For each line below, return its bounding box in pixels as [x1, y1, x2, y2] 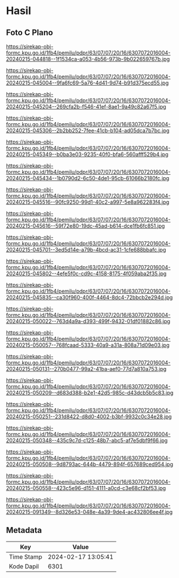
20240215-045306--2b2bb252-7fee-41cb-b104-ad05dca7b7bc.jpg [6, 127, 170, 134]
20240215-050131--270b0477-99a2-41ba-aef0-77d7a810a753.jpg [6, 366, 167, 372]
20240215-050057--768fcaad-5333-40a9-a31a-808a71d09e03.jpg [6, 342, 170, 349]
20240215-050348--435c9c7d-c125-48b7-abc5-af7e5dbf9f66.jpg [6, 437, 168, 444]
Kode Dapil [9, 562, 39, 570]
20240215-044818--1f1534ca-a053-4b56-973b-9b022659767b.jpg [6, 56, 170, 62]
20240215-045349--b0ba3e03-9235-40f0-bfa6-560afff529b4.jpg [6, 151, 168, 158]
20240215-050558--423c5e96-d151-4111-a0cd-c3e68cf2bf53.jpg [6, 485, 166, 491]
